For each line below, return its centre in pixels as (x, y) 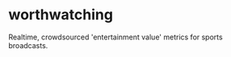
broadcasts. (28, 45)
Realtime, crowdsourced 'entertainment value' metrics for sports (116, 37)
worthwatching (61, 15)
